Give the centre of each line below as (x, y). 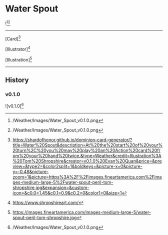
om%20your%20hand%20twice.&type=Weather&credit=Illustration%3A (87, 155)
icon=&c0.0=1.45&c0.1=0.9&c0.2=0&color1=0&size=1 (67, 192)
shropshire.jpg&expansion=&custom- (51, 187)
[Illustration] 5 (19, 59)
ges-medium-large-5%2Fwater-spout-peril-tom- (63, 182)
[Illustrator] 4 (18, 49)
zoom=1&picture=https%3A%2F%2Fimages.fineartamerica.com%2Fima (87, 177)
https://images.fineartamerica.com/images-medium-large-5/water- (82, 212)
